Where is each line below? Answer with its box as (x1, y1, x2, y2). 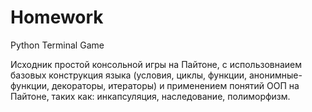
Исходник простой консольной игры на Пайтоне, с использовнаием (10, 58, 302, 70)
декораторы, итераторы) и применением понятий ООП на (51, 79, 300, 91)
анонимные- (248, 69, 303, 81)
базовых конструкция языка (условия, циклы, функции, (10, 69, 247, 81)
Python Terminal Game (10, 39, 105, 51)
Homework (10, 6, 104, 29)
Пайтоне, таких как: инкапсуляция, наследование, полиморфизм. (10, 90, 291, 102)
